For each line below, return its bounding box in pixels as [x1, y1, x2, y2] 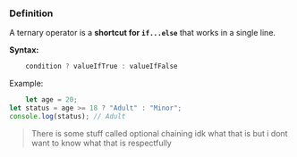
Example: [9, 78, 44, 89]
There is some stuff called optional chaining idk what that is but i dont [30, 128, 288, 138]
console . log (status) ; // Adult [9, 112, 126, 120]
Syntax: [9, 45, 39, 55]
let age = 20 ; [25, 95, 78, 104]
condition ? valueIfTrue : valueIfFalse [25, 62, 178, 71]
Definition [9, 7, 54, 20]
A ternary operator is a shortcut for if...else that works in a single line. [9, 28, 276, 38]
